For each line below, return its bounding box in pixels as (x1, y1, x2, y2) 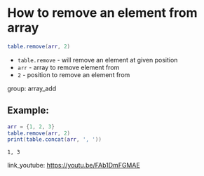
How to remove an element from (7, 5, 198, 21)
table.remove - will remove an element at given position (17, 55, 178, 64)
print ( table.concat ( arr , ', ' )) (7, 136, 102, 143)
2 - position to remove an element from (17, 70, 130, 79)
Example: (7, 104, 49, 116)
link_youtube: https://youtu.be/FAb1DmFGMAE (7, 161, 140, 170)
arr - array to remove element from (17, 63, 120, 72)
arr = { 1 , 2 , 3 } (7, 123, 55, 130)
